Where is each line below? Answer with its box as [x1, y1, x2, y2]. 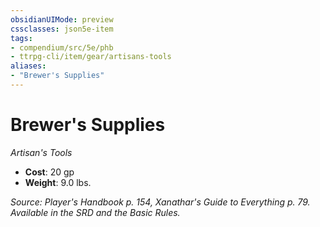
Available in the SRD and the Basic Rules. [10, 206, 181, 218]
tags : [10, 33, 33, 43]
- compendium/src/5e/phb [10, 42, 114, 53]
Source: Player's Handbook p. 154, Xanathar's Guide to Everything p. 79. [10, 196, 311, 208]
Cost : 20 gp [24, 166, 75, 178]
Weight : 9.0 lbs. [24, 176, 92, 188]
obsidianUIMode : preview [10, 14, 114, 25]
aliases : [10, 61, 47, 71]
